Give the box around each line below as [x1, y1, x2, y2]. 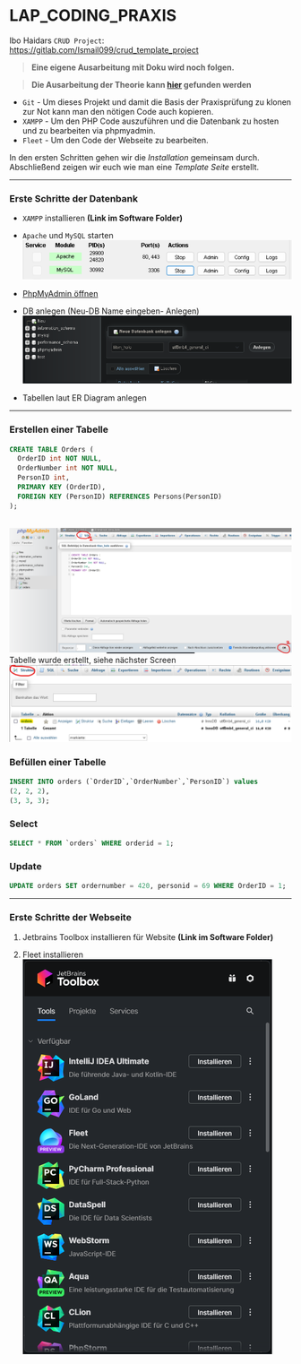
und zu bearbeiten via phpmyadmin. [21, 125, 156, 135]
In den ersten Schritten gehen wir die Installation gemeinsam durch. [9, 151, 260, 162]
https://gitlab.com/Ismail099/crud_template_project [9, 44, 199, 55]
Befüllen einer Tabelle [9, 755, 107, 768]
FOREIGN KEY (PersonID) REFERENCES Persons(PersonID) [17, 492, 222, 501]
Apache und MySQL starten [21, 230, 114, 241]
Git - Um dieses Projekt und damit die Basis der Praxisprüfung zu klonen [21, 96, 292, 108]
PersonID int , [17, 473, 70, 482]
